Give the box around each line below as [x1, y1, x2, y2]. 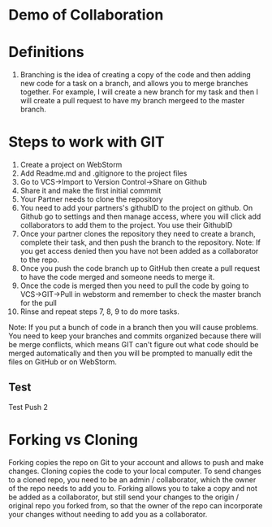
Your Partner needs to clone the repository [19, 194, 164, 204]
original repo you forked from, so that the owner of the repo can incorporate [8, 500, 263, 510]
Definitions [8, 43, 85, 62]
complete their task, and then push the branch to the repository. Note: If [19, 237, 261, 247]
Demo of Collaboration [8, 6, 164, 24]
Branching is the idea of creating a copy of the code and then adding [19, 70, 251, 80]
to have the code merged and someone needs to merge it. [19, 272, 215, 282]
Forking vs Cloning [8, 431, 138, 449]
